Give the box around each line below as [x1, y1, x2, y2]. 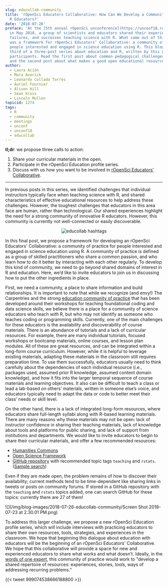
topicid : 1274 [5, 100, 35, 105]
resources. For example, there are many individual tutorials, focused [5, 332, 145, 338]
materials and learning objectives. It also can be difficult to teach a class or [5, 380, 159, 386]
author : [5, 63, 21, 68]
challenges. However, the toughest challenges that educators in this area [5, 202, 155, 208]
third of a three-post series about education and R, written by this [9, 49, 160, 54]
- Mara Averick [9, 72, 41, 77]
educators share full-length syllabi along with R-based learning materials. [5, 411, 156, 417]
